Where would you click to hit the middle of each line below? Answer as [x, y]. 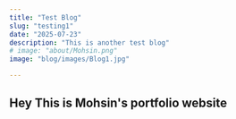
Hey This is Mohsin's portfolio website [118, 103]
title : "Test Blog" [46, 17]
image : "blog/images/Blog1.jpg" [69, 59]
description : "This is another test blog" [89, 42]
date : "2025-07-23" [46, 34]
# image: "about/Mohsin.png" [63, 51]
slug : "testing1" [42, 26]
